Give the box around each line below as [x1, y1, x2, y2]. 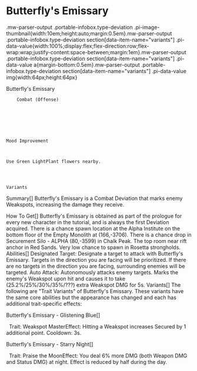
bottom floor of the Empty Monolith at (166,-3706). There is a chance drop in [6, 231, 192, 238]
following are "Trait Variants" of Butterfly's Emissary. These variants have [6, 287, 184, 294]
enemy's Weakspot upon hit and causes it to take [6, 275, 126, 282]
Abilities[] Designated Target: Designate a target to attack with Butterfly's [6, 249, 183, 257]
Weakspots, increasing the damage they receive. [6, 201, 125, 208]
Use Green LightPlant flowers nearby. [6, 158, 101, 165]
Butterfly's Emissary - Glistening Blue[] [6, 311, 101, 319]
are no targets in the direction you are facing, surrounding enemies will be [6, 262, 185, 270]
